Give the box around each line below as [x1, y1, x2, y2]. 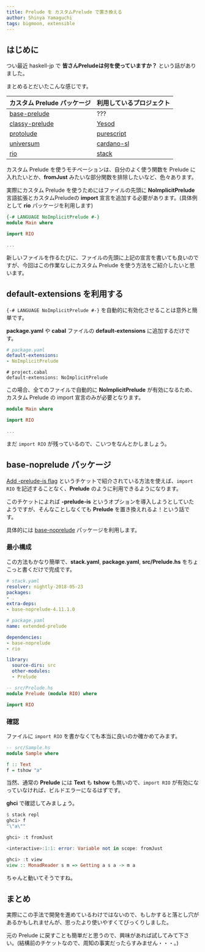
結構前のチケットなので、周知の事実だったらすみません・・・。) [19, 939, 179, 947]
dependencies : [6, 634, 43, 641]
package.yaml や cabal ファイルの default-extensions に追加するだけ [6, 327, 185, 334]
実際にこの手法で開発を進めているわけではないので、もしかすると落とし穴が [6, 911, 199, 918]
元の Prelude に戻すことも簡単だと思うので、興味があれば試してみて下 [6, 932, 184, 939]
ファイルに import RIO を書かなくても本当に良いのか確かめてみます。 [6, 732, 181, 739]
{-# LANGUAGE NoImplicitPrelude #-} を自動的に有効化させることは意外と [6, 306, 193, 313]
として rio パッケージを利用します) [6, 202, 94, 209]
